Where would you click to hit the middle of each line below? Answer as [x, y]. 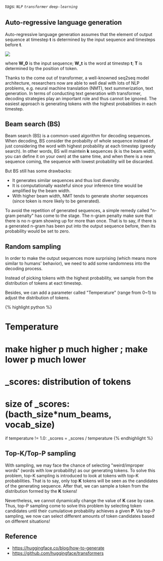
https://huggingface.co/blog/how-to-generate [58, 548]
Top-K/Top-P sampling [41, 454]
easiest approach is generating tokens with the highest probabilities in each [81, 104]
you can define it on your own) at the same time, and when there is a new [79, 156]
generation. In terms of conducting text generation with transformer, [73, 93]
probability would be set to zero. [37, 231]
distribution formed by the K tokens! [41, 491]
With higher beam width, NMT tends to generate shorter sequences [80, 196]
